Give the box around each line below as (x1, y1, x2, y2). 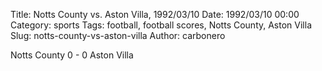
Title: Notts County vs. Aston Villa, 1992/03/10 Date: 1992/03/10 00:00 (10, 9, 300, 20)
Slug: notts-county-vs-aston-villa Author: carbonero (10, 30, 226, 41)
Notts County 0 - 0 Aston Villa (10, 49, 134, 61)
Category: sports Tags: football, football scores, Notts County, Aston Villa (10, 19, 313, 31)
